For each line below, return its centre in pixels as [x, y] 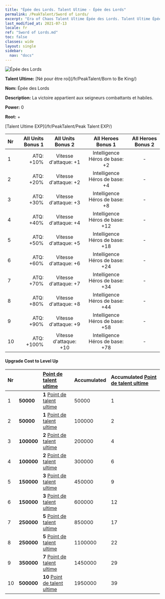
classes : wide [20, 42]
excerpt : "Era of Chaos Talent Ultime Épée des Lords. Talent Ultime [78, 19]
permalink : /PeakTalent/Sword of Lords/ [47, 14]
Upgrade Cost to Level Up [32, 361]
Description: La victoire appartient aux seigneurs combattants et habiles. [79, 98]
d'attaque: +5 [65, 243]
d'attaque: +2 [65, 182]
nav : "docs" [22, 55]
